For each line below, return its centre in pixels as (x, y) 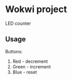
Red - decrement (30, 61)
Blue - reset (25, 72)
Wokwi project (36, 9)
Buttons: (14, 51)
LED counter (18, 23)
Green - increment (32, 66)
